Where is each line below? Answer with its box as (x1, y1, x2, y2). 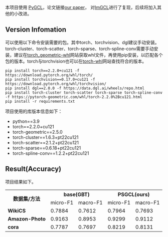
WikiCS (8, 207, 26, 214)
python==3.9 (12, 118, 40, 124)
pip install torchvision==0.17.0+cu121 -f (5, 77, 95, 82)
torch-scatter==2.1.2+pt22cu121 (12, 139, 79, 145)
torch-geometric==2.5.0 (12, 129, 63, 135)
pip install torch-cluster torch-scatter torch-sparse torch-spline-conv (5, 90, 163, 95)
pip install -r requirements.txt (5, 99, 75, 104)
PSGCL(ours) (117, 191, 150, 198)
